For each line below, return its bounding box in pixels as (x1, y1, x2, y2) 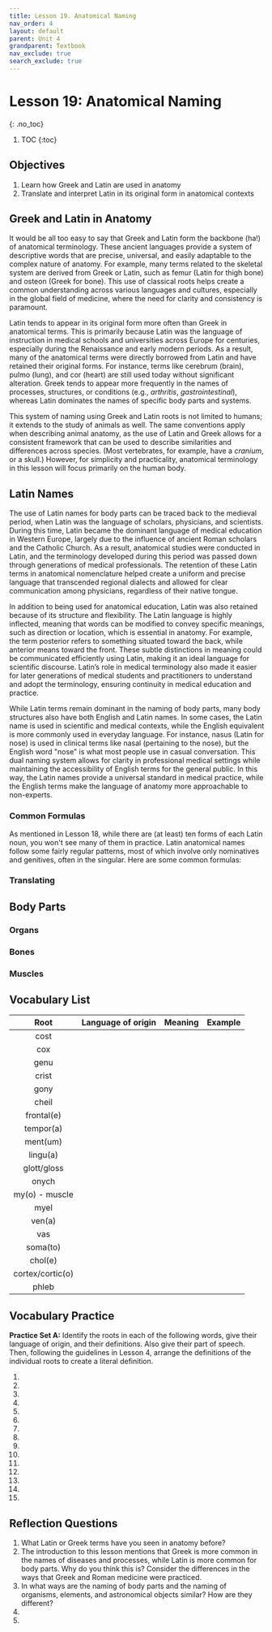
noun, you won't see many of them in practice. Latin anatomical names (9, 837, 245, 847)
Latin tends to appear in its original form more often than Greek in (9, 318, 227, 328)
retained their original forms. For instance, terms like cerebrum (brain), (9, 361, 244, 371)
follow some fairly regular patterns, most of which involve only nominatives (9, 846, 260, 856)
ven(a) (30, 1215, 56, 1227)
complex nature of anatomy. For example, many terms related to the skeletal (9, 259, 263, 269)
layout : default (9, 27, 64, 35)
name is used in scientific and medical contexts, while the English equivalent (9, 721, 265, 731)
